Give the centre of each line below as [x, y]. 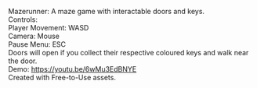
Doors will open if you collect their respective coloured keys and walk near [128, 53]
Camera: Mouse [34, 36]
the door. [23, 61]
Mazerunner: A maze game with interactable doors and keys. [107, 11]
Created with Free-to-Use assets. [62, 77]
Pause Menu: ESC [37, 44]
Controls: [23, 19]
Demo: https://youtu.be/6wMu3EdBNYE [72, 69]
